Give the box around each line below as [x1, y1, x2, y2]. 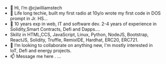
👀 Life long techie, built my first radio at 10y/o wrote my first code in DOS [10, 10, 161, 16]
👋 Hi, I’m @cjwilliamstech [10, 5, 62, 11]
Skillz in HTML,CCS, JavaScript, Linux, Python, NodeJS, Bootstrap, [10, 32, 149, 37]
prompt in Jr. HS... [10, 16, 48, 21]
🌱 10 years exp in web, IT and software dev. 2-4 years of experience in [10, 21, 157, 27]
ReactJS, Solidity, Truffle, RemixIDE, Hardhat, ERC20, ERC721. [10, 37, 139, 43]
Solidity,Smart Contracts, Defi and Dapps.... [10, 26, 101, 32]
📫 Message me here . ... [10, 53, 61, 59]
